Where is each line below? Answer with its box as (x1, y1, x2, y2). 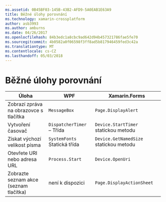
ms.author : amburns (5, 26, 45, 31)
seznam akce (7, 176, 39, 183)
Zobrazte (7, 170, 29, 177)
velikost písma (7, 142, 41, 149)
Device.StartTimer (94, 122, 138, 128)
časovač (7, 127, 28, 134)
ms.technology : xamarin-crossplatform (5, 16, 85, 21)
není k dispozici (48, 179, 85, 186)
